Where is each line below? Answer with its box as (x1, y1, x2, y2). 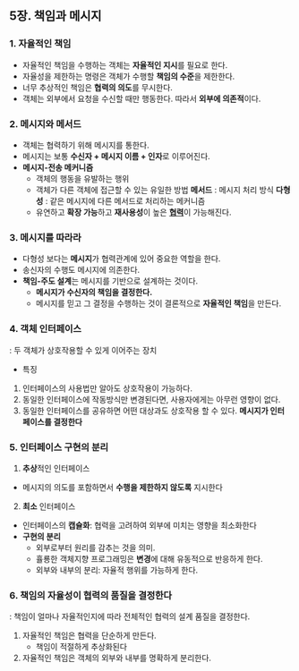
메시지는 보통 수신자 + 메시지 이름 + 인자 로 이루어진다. (21, 150, 210, 161)
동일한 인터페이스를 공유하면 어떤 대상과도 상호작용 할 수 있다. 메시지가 (21, 405, 269, 416)
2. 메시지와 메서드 (9, 117, 82, 130)
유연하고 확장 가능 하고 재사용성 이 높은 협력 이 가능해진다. (35, 207, 232, 217)
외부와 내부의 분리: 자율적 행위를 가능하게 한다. (35, 565, 199, 575)
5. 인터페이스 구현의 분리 (9, 441, 109, 454)
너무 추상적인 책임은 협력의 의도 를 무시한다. (21, 81, 173, 92)
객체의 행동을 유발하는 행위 (35, 173, 130, 183)
